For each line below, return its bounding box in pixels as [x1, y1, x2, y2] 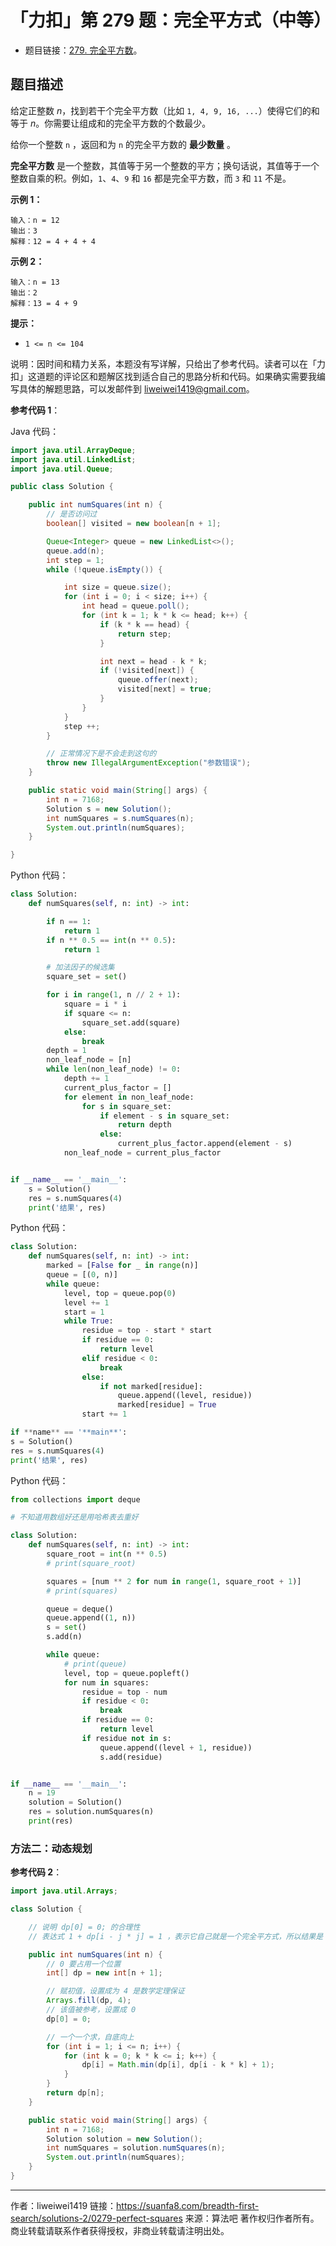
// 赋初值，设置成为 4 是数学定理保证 [46, 1986, 185, 1996]
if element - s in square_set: [99, 1111, 230, 1121]
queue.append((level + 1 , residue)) [99, 1742, 253, 1753]
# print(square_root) [46, 1558, 137, 1568]
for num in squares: [63, 1677, 150, 1688]
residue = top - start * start [81, 1326, 213, 1336]
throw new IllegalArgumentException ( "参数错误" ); [46, 758, 252, 768]
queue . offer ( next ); [117, 675, 199, 685]
